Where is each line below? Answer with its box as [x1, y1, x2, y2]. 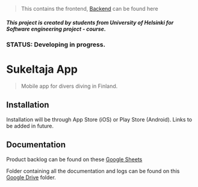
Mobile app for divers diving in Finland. [20, 82, 118, 90]
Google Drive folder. [6, 174, 56, 181]
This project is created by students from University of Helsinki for [6, 19, 174, 26]
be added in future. [6, 122, 54, 129]
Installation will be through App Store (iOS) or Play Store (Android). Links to [6, 115, 193, 123]
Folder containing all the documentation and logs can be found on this [6, 167, 180, 174]
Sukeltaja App [6, 63, 78, 76]
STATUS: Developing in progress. [6, 40, 106, 49]
